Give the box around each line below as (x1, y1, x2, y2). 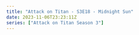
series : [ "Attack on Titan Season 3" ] (6, 20, 104, 26)
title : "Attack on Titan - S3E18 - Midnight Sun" (6, 8, 134, 15)
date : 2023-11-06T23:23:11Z (6, 14, 77, 20)
